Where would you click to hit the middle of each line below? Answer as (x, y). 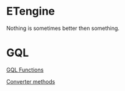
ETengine (31, 11)
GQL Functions (25, 70)
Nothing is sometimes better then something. (63, 28)
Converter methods (31, 81)
